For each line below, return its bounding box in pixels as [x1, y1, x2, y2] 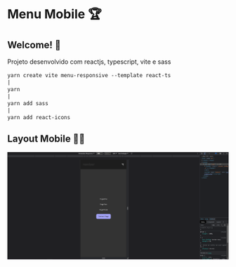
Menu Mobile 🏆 [7, 6, 102, 22]
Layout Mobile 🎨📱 [7, 133, 86, 145]
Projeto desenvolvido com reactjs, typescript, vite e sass [7, 57, 171, 66]
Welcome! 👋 [7, 39, 61, 50]
